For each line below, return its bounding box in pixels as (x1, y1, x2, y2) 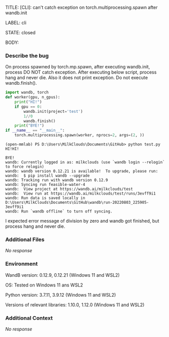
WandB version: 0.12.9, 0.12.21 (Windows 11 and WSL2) (5, 272, 120, 278)
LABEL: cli (5, 20, 26, 26)
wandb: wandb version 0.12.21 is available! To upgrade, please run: (5, 168, 158, 174)
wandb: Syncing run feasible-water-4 (5, 182, 86, 187)
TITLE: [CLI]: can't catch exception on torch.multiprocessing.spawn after (5, 5, 158, 10)
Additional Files (5, 236, 45, 243)
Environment (5, 260, 38, 268)
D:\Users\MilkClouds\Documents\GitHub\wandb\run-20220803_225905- (5, 200, 149, 205)
